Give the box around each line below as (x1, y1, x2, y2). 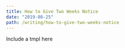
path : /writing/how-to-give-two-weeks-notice (6, 19, 119, 25)
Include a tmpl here (6, 36, 53, 43)
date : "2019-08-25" (6, 14, 54, 20)
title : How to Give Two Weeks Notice (6, 8, 99, 15)
